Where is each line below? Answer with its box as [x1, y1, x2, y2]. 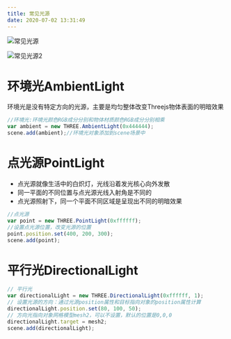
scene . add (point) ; [7, 237, 61, 244]
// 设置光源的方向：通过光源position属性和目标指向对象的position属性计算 [7, 299, 202, 306]
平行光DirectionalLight [7, 262, 138, 278]
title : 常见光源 [7, 10, 50, 17]
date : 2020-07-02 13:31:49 [7, 17, 86, 24]
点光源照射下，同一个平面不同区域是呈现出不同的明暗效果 [17, 197, 182, 205]
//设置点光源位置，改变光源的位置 [7, 223, 92, 230]
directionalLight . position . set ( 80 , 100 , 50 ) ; [7, 305, 141, 312]
